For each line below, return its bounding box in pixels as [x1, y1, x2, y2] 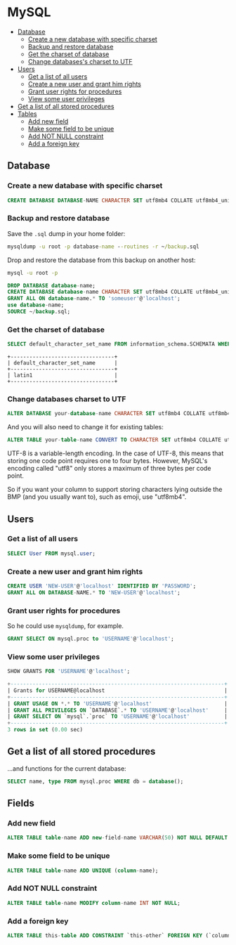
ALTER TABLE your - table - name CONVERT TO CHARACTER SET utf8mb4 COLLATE [7, 436, 221, 443]
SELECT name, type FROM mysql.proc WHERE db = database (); [7, 778, 184, 785]
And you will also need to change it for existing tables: [7, 423, 164, 431]
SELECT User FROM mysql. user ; [7, 549, 96, 557]
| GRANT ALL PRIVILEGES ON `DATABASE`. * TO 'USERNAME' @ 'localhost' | [7, 707, 228, 714]
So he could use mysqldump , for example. [7, 622, 124, 630]
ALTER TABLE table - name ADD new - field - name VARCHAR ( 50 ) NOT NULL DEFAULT [7, 834, 228, 842]
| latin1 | [7, 372, 118, 379]
